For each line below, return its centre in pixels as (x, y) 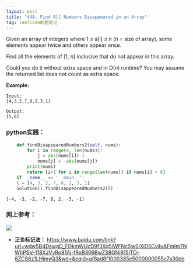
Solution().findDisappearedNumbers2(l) (65, 188)
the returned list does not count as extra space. (63, 74)
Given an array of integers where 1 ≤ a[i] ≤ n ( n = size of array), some (89, 39)
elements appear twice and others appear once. (64, 45)
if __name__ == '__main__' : (50, 177)
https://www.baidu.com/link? (81, 239)
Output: (15, 112)
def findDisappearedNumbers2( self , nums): (69, 145)
